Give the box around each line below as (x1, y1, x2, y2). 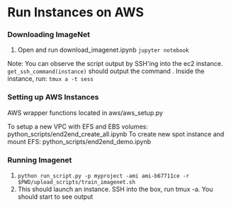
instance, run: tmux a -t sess (7, 75, 94, 83)
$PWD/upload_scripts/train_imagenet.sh (17, 179, 136, 186)
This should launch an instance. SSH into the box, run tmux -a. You (17, 185, 213, 194)
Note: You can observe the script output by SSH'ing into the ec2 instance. (7, 60, 223, 68)
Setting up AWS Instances (7, 92, 99, 102)
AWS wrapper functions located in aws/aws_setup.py (7, 108, 163, 117)
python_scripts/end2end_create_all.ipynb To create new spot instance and (7, 129, 225, 138)
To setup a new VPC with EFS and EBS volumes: (7, 122, 149, 131)
